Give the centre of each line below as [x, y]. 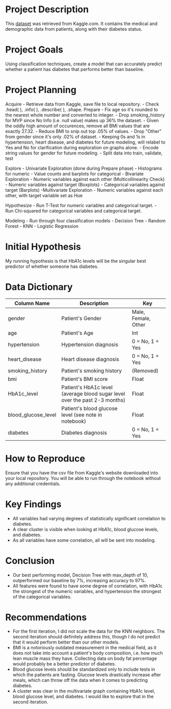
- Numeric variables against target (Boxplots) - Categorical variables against [85, 185]
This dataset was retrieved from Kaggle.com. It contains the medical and [81, 24]
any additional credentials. [33, 484]
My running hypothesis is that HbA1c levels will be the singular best [76, 261]
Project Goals [34, 50]
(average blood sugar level [93, 394]
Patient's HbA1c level [87, 387]
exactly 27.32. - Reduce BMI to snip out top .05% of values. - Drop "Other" [83, 131]
